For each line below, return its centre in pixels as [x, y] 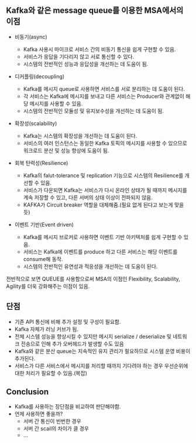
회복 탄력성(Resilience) [41, 163]
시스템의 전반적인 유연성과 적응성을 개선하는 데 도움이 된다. [90, 266]
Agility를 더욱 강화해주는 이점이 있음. [48, 286]
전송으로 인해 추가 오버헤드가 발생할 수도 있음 [72, 344]
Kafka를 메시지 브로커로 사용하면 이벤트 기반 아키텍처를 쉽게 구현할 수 [103, 237]
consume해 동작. [43, 259]
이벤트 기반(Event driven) [44, 224]
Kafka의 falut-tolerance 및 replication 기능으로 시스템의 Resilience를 [103, 175]
